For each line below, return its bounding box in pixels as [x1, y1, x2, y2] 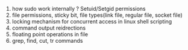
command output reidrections [11, 24, 86, 31]
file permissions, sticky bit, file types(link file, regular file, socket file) [11, 11, 183, 19]
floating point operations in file [11, 31, 89, 38]
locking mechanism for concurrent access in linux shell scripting [11, 18, 172, 25]
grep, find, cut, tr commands [11, 37, 83, 44]
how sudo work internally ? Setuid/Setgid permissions [11, 5, 146, 12]
